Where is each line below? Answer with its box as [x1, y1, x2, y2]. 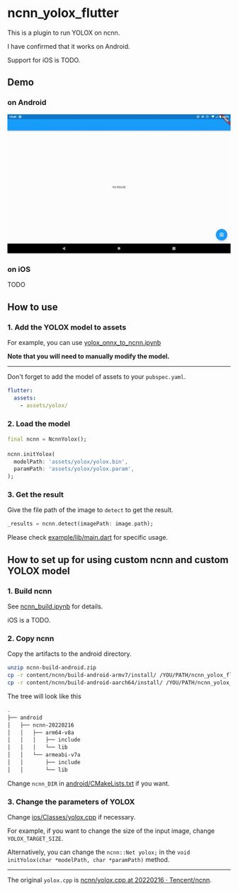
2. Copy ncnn [7, 633, 55, 643]
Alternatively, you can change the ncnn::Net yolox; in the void [7, 848, 191, 856]
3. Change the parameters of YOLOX [7, 797, 135, 807]
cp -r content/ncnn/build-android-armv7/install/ [7, 671, 157, 679]
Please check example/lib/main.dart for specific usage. [7, 533, 169, 542]
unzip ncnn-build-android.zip [7, 664, 97, 671]
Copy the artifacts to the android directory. [7, 649, 132, 658]
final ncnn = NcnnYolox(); [7, 436, 87, 443]
